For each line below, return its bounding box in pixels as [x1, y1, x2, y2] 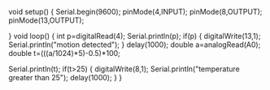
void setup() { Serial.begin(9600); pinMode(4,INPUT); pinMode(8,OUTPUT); [8, 7, 263, 16]
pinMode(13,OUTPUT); [8, 15, 85, 25]
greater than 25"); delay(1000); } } [8, 73, 123, 82]
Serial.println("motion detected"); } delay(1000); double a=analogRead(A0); [8, 40, 261, 49]
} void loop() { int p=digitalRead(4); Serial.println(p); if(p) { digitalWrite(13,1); [8, 32, 261, 41]
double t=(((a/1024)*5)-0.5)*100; [8, 49, 120, 58]
